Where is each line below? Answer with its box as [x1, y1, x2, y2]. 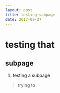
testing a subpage [12, 72, 50, 79]
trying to [17, 82, 35, 88]
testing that [5, 39, 55, 50]
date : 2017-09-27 [5, 17, 42, 22]
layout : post [5, 7, 33, 13]
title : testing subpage [5, 12, 55, 17]
